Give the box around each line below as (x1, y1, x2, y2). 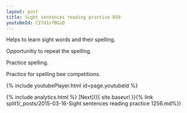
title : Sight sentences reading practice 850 (6, 14, 121, 20)
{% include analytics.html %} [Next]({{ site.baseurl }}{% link (6, 93, 153, 101)
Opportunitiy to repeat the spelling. (6, 48, 92, 55)
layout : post (6, 8, 39, 15)
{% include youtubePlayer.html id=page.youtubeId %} (6, 82, 138, 89)
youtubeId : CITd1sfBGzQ (6, 20, 65, 26)
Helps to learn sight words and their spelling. (6, 36, 116, 43)
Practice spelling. (6, 59, 49, 66)
